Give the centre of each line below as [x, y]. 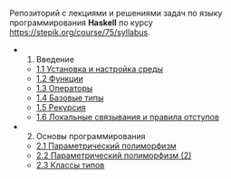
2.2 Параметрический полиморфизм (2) [114, 155]
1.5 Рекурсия [61, 107]
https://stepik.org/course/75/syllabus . [80, 32]
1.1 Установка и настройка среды [100, 69]
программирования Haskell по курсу [82, 23]
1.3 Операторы [64, 88]
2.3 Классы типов [70, 165]
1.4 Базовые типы [70, 98]
